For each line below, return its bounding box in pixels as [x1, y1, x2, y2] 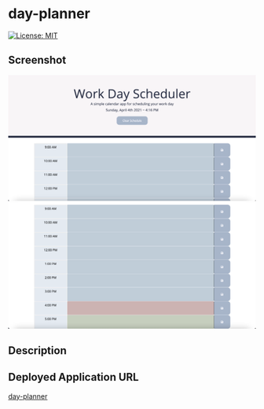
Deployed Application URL [8, 370, 139, 384]
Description [8, 344, 67, 357]
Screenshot [8, 53, 67, 67]
